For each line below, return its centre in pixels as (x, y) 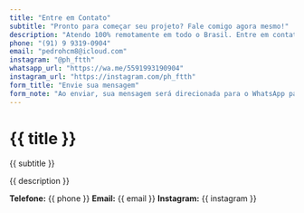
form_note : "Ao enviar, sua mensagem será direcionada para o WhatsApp (147, 93)
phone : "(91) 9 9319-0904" (60, 43)
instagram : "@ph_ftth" (52, 60)
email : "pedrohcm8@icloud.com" (68, 52)
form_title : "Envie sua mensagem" (75, 85)
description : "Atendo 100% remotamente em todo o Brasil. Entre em (139, 34)
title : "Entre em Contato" (60, 18)
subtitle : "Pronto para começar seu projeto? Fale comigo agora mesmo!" (149, 26)
